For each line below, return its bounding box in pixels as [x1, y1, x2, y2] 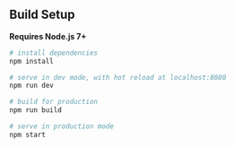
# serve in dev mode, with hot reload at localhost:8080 [9, 73, 227, 82]
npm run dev [9, 81, 54, 91]
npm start [9, 130, 47, 139]
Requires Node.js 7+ [9, 30, 87, 41]
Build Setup [9, 7, 75, 22]
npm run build [9, 106, 63, 115]
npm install [9, 57, 54, 65]
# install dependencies [9, 48, 99, 57]
